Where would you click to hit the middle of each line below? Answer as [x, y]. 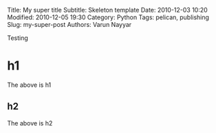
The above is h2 [30, 123]
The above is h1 [29, 85]
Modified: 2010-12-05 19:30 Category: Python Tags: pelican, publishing [108, 17]
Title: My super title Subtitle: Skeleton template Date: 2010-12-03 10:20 [107, 10]
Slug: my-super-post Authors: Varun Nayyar [69, 24]
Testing [18, 38]
